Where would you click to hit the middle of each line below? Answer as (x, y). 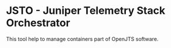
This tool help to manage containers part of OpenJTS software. (82, 39)
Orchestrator (38, 23)
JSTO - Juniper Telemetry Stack (86, 11)
